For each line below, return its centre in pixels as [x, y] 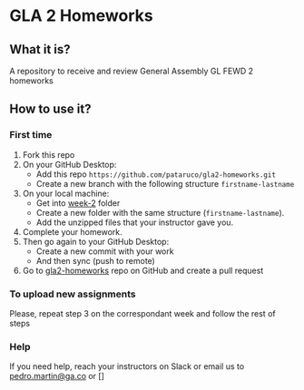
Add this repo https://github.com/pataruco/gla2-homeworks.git [156, 174]
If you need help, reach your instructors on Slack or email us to [127, 366]
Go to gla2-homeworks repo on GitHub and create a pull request [143, 270]
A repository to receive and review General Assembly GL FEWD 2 [132, 71]
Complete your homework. [72, 231]
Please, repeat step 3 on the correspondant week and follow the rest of [142, 313]
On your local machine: [66, 193]
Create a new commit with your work [105, 251]
